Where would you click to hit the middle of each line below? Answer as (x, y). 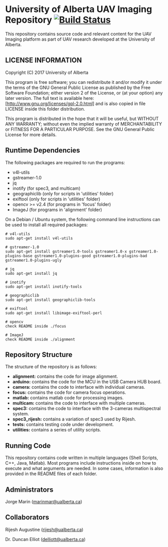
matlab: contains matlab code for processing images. (68, 398)
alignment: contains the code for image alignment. (65, 376)
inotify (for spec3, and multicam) (46, 188)
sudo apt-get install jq (31, 273)
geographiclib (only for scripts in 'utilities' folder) (63, 193)
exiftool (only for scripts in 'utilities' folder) (56, 199)
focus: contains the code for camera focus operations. (69, 392)
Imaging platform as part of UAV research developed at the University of (80, 39)
